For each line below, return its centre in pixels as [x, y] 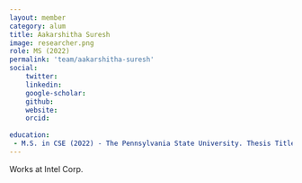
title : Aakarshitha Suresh [60, 34]
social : [24, 69]
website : [42, 110]
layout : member [38, 18]
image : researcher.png [52, 43]
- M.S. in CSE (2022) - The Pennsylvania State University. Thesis [142, 143]
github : [40, 101]
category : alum [38, 26]
